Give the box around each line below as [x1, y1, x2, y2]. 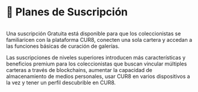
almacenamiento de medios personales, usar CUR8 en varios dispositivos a [6, 73, 190, 80]
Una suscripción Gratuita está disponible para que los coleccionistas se [6, 29, 181, 37]
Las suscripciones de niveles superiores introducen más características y [6, 54, 186, 61]
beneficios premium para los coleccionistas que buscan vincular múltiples [6, 60, 187, 67]
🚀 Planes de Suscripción [6, 5, 128, 19]
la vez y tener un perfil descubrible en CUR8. [6, 79, 116, 86]
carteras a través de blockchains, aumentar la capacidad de [6, 66, 152, 73]
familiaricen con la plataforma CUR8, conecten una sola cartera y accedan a [6, 36, 193, 43]
